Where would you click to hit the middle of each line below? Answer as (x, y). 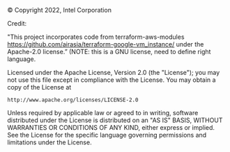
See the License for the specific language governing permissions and (107, 135)
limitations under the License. (49, 142)
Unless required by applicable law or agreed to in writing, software (103, 113)
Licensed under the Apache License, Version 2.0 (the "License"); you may (114, 73)
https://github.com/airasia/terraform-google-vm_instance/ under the (106, 44)
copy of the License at (39, 87)
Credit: (17, 23)
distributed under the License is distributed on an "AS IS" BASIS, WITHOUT (115, 120)
